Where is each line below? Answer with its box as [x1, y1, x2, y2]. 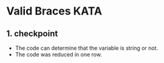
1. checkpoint [6, 28, 58, 39]
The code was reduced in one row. [15, 51, 102, 58]
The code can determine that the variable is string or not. [15, 44, 159, 51]
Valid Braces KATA [6, 4, 102, 18]
